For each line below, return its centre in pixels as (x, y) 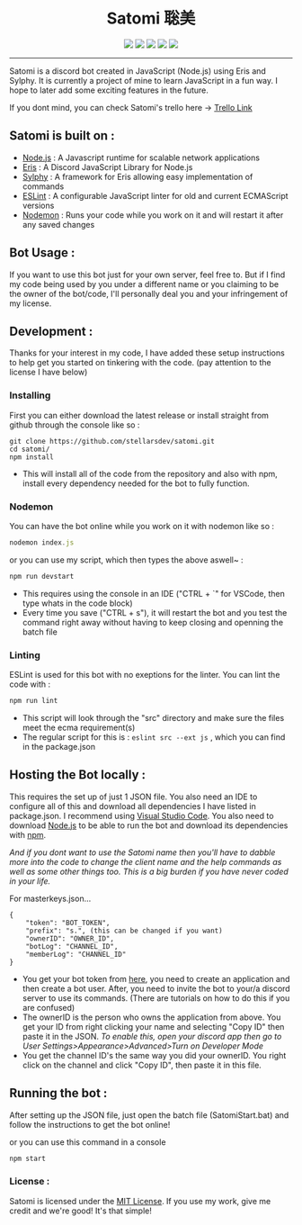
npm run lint (34, 701)
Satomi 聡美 (151, 18)
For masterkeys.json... (50, 898)
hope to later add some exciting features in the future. (109, 90)
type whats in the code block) (77, 603)
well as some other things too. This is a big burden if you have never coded (149, 871)
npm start (28, 1158)
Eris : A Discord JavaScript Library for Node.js (107, 167)
